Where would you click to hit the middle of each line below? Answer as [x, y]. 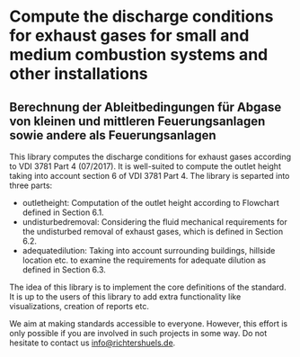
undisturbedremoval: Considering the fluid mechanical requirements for [154, 222]
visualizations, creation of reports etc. [79, 306]
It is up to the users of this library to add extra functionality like [125, 297]
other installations [79, 74]
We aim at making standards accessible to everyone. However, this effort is [149, 324]
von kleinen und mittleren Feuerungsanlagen [137, 121]
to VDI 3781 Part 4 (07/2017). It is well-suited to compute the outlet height [145, 166]
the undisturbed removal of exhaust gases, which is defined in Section [153, 232]
